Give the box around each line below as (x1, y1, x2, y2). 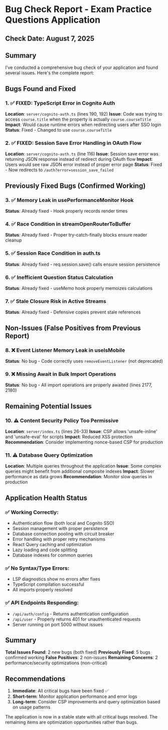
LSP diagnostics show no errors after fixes (12, 576, 100, 582)
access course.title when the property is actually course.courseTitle (5, 117, 151, 123)
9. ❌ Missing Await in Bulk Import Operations (5, 370, 116, 377)
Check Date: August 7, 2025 (5, 34, 95, 43)
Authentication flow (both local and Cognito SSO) (12, 520, 114, 526)
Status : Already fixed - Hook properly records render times (5, 208, 128, 214)
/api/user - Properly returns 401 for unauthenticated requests (12, 616, 141, 622)
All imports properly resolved (12, 587, 73, 593)
